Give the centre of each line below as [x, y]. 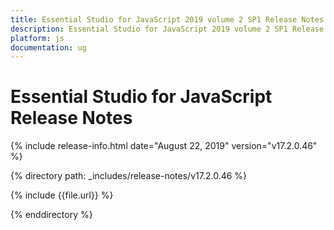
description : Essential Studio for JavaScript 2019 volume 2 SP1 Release [167, 29]
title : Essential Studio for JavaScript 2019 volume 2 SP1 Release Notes [167, 19]
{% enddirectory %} [51, 215]
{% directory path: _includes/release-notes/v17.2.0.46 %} [129, 176]
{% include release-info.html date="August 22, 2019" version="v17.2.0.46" [164, 146]
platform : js [37, 38]
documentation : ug [48, 47]
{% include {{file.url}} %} [62, 195]
